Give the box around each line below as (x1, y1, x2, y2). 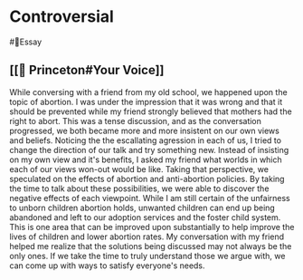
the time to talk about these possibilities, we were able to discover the (9, 183, 270, 194)
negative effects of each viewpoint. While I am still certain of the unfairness (9, 192, 291, 203)
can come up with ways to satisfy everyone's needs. (9, 260, 205, 271)
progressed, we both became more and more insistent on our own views (9, 125, 280, 136)
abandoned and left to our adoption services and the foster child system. (9, 211, 281, 223)
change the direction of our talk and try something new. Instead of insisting (9, 144, 289, 155)
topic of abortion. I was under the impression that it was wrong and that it (9, 96, 283, 107)
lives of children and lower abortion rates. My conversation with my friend (9, 231, 285, 242)
